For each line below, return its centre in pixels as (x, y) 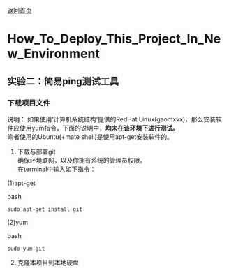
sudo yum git (26, 249)
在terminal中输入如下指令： (57, 169)
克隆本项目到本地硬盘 (48, 262)
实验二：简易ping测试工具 (63, 81)
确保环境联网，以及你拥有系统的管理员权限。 (82, 160)
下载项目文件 (29, 103)
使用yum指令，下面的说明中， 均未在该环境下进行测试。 (99, 128)
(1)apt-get (22, 183)
